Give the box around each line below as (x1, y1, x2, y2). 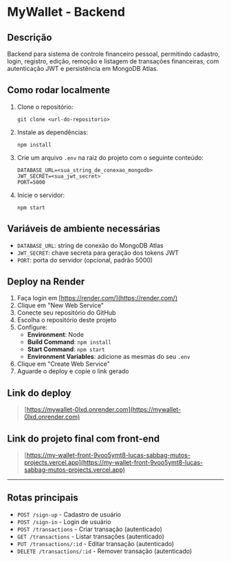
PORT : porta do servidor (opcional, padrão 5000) (16, 256, 153, 264)
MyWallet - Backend (7, 4, 126, 20)
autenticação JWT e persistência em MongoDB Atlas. (7, 65, 158, 72)
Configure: (16, 323, 48, 331)
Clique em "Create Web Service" (16, 360, 110, 368)
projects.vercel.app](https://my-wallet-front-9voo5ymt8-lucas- (23, 459, 203, 467)
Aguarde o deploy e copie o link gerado (16, 367, 129, 375)
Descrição (7, 32, 52, 43)
